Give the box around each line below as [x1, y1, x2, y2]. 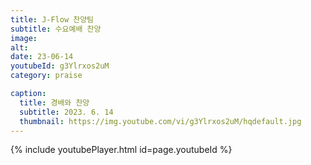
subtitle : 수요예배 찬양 [10, 24, 102, 34]
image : [10, 33, 38, 43]
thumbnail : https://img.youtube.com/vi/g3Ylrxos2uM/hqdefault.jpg [19, 116, 302, 126]
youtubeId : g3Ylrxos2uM [10, 61, 110, 71]
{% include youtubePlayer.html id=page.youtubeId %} [10, 144, 233, 156]
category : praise [10, 71, 83, 81]
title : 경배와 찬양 [19, 97, 90, 108]
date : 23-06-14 [10, 52, 74, 62]
